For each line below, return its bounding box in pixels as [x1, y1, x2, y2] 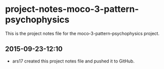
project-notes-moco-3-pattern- [5, 3, 139, 15]
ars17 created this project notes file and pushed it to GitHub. [12, 58, 135, 64]
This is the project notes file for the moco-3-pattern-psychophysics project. [5, 30, 160, 36]
